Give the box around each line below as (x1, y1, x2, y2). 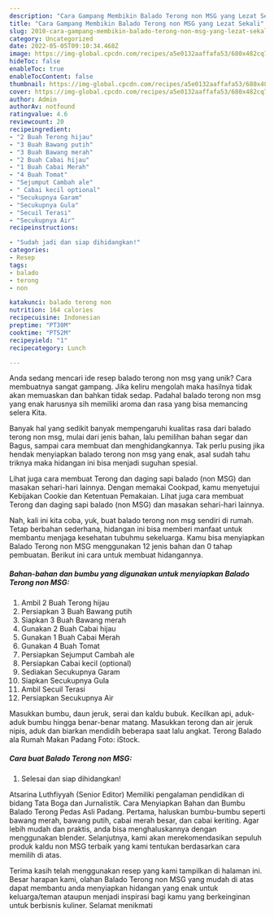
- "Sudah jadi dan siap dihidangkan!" (9, 238, 141, 247)
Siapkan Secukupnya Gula (20, 676, 109, 686)
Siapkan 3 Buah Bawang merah (20, 615, 127, 625)
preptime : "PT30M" (9, 321, 72, 330)
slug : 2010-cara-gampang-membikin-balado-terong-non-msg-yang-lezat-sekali (9, 27, 272, 35)
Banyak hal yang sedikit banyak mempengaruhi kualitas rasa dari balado (9, 424, 251, 434)
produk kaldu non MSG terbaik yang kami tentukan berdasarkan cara (9, 841, 241, 851)
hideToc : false (9, 58, 61, 66)
